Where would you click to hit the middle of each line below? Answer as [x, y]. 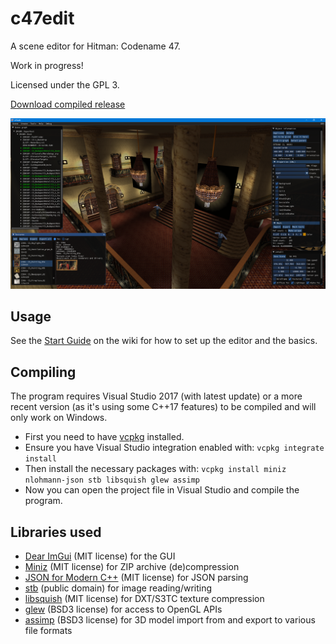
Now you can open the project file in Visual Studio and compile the [162, 490]
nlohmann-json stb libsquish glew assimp [112, 480]
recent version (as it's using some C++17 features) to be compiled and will [163, 407]
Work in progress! [47, 65]
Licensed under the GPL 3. [65, 84]
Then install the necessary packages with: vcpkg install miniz [155, 469]
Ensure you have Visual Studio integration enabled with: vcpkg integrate [174, 448]
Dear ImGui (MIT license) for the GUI [100, 556]
